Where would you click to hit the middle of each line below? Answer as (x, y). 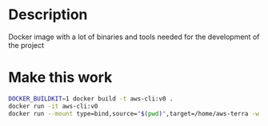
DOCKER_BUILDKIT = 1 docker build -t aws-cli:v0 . (91, 98)
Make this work (60, 78)
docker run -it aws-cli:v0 (53, 106)
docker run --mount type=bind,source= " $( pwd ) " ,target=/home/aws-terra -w (134, 113)
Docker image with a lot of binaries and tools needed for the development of (134, 37)
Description (48, 15)
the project (26, 45)
